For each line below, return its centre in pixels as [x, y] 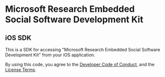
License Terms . [21, 70]
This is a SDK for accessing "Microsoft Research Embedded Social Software [83, 50]
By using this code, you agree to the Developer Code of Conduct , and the [80, 64]
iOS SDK [18, 38]
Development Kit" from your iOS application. [50, 55]
